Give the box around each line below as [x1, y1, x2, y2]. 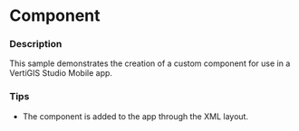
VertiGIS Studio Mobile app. [9, 68, 113, 79]
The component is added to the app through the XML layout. [22, 110, 249, 122]
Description [9, 38, 63, 51]
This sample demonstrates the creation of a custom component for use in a [9, 58, 291, 69]
